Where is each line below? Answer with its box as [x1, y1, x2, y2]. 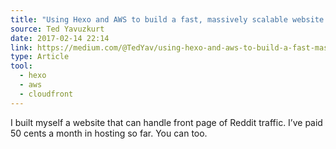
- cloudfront [19, 89, 74, 99]
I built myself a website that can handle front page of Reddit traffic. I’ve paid [10, 116, 323, 128]
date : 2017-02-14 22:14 [10, 33, 110, 43]
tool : [10, 61, 33, 71]
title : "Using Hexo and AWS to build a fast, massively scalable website [10, 14, 325, 25]
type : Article [10, 52, 70, 62]
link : [10, 42, 33, 53]
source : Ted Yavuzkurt [10, 24, 105, 34]
